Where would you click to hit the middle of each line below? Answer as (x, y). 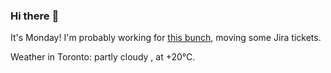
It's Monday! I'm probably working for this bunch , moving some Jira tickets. (166, 38)
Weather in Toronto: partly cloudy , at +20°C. (103, 57)
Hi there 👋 (35, 16)
